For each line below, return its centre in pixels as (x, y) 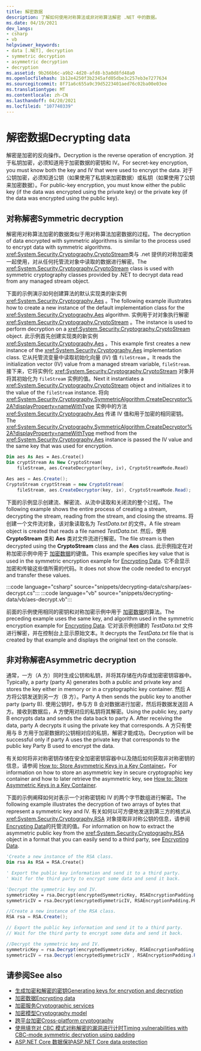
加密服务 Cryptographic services (54, 1006)
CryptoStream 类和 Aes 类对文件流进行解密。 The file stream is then (90, 538)
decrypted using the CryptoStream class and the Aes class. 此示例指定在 (97, 546)
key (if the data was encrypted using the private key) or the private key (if (97, 192)
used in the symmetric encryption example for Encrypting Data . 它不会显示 (98, 561)
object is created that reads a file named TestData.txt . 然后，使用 (86, 531)
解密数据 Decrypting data (68, 138)
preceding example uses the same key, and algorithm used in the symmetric (100, 618)
